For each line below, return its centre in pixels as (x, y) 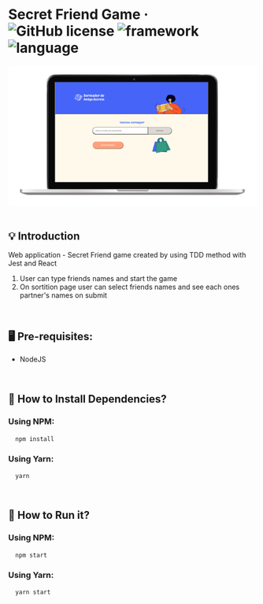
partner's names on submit (63, 295)
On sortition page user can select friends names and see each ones (130, 287)
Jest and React (33, 263)
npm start (31, 555)
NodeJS (33, 359)
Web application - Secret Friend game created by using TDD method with (127, 255)
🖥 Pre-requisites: (50, 336)
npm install (35, 439)
